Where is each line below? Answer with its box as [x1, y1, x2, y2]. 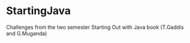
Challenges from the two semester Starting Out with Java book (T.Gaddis [6, 24, 184, 31]
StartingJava [6, 4, 71, 18]
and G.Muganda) [6, 29, 47, 37]
